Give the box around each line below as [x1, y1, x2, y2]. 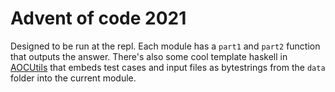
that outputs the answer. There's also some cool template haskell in [10, 50, 288, 62]
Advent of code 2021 [10, 7, 187, 30]
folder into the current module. [10, 72, 137, 84]
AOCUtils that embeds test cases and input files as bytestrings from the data [10, 61, 326, 73]
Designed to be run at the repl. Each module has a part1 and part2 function [10, 40, 321, 52]
